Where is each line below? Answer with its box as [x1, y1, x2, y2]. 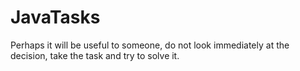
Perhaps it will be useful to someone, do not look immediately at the [10, 39, 290, 51]
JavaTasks [10, 6, 101, 29]
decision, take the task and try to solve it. [10, 49, 180, 61]
